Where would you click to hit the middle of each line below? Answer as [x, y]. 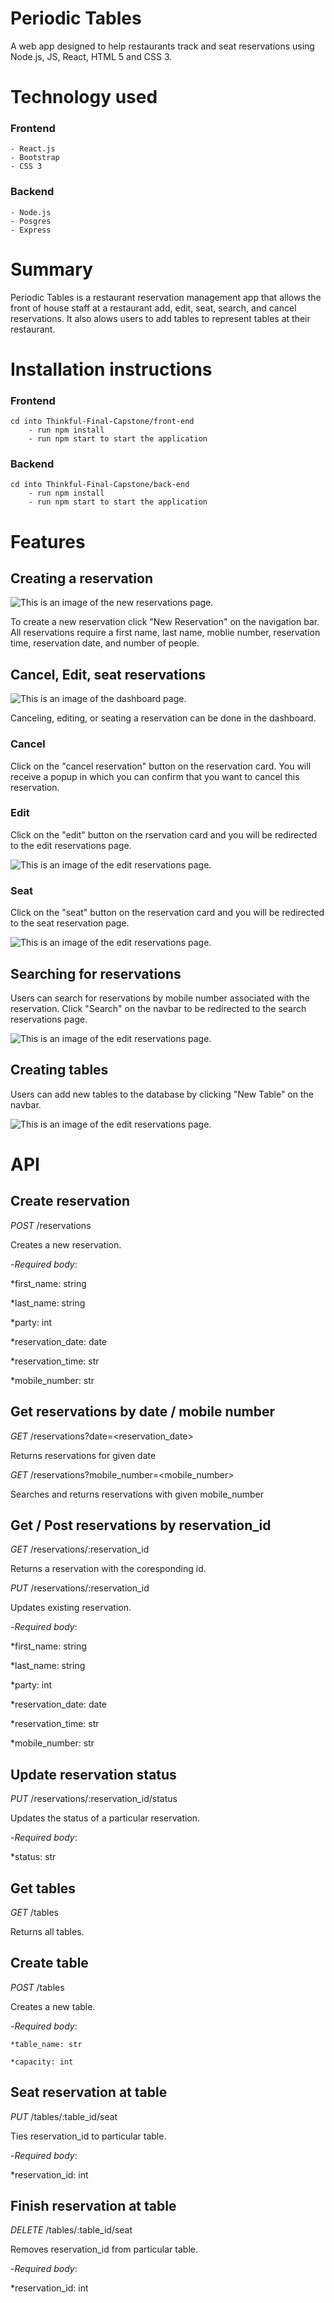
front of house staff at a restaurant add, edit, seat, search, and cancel [153, 308]
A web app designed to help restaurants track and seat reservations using [162, 46]
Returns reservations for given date [83, 1455]
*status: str [33, 1857]
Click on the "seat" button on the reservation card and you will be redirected [167, 913]
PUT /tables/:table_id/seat [64, 2116]
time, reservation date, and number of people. [105, 643]
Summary [51, 269]
